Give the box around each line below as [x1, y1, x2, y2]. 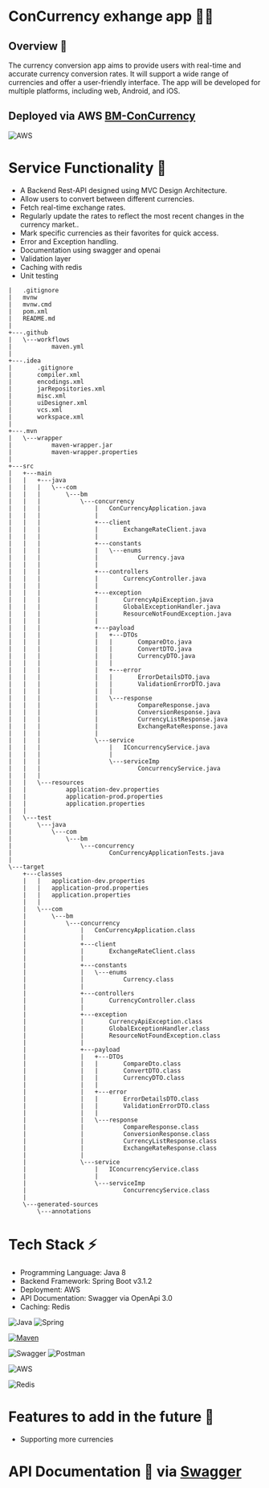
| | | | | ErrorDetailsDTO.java [8, 672, 210, 681]
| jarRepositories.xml [8, 385, 106, 393]
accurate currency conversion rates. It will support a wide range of [8, 69, 229, 79]
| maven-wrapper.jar [8, 441, 113, 449]
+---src [8, 462, 35, 470]
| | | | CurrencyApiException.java [8, 595, 214, 603]
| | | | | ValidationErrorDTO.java [8, 680, 221, 688]
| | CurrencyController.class [22, 996, 196, 1004]
